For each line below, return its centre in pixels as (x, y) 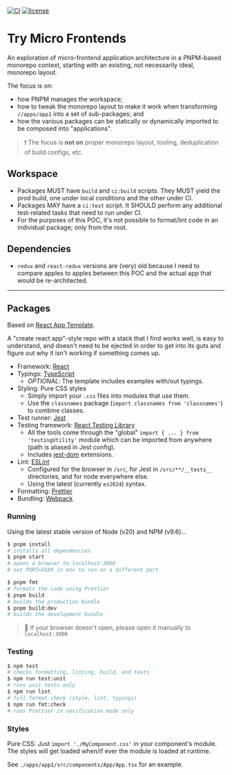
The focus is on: (30, 86)
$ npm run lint (29, 692)
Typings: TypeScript (46, 374)
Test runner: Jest (41, 418)
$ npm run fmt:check (37, 705)
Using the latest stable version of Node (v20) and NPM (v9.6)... (97, 531)
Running (22, 517)
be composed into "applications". (65, 128)
